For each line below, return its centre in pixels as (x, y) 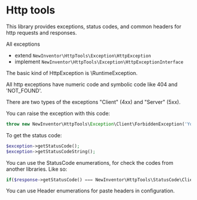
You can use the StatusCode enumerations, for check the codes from (90, 162)
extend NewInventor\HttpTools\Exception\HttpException (83, 55)
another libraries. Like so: (37, 169)
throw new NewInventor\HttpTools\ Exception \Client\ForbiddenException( (95, 124)
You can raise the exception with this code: (58, 113)
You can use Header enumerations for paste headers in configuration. (90, 191)
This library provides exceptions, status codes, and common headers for (94, 26)
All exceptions (23, 44)
